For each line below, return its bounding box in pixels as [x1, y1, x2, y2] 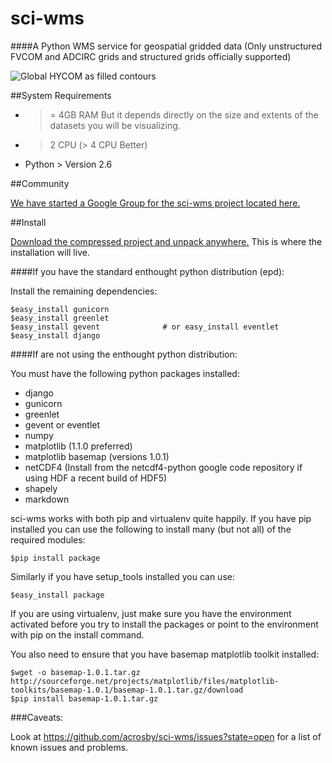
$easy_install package [10, 590, 105, 600]
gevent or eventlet [24, 418, 101, 431]
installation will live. [10, 246, 90, 258]
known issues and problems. [10, 741, 129, 753]
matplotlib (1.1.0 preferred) [24, 440, 133, 452]
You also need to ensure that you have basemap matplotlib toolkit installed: [10, 648, 320, 660]
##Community [10, 177, 70, 189]
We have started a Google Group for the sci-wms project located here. [10, 197, 301, 209]
